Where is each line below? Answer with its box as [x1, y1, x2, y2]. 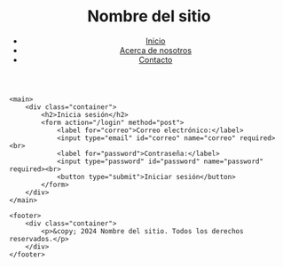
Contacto [138, 54, 173, 65]
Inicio [145, 35, 166, 46]
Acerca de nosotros [119, 44, 193, 55]
